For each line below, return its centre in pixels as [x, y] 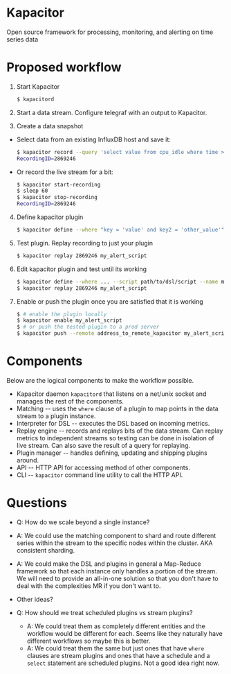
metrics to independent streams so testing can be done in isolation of [115, 438]
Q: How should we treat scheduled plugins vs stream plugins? [104, 612]
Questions [37, 503]
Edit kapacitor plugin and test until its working [81, 269]
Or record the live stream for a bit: [65, 172]
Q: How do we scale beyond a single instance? [83, 522]
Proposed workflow [64, 68]
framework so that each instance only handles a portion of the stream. [117, 571]
